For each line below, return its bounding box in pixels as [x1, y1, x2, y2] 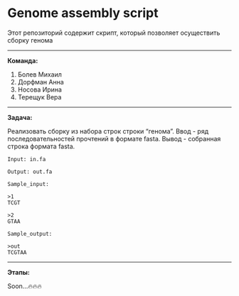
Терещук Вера [17, 92, 62, 101]
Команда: [7, 56, 38, 65]
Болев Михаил [17, 70, 63, 79]
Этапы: [7, 268, 30, 276]
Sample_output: [7, 230, 53, 237]
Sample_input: [7, 180, 50, 187]
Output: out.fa [7, 168, 53, 175]
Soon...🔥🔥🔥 [7, 282, 42, 290]
